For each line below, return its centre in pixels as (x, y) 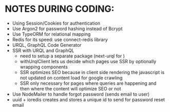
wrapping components (44, 67)
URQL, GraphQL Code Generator (47, 45)
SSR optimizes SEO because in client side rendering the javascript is (92, 72)
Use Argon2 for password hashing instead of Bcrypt (67, 28)
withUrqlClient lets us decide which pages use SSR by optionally (88, 61)
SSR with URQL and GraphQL (43, 50)
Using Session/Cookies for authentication (56, 23)
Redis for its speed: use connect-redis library (60, 40)
